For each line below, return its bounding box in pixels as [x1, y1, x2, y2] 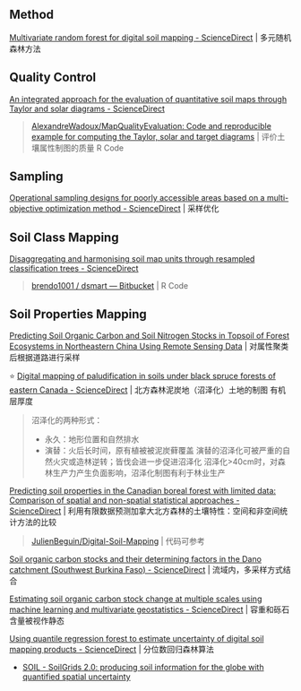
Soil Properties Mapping [9, 307, 148, 322]
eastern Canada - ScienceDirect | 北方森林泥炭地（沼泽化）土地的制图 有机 [9, 384, 287, 395]
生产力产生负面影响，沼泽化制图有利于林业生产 [52, 468, 226, 479]
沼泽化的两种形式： [30, 415, 103, 426]
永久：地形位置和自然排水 [44, 434, 140, 445]
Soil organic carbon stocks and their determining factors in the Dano [9, 554, 262, 565]
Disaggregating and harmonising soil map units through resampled [9, 254, 255, 264]
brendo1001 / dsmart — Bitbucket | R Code [30, 281, 189, 291]
